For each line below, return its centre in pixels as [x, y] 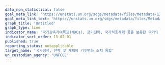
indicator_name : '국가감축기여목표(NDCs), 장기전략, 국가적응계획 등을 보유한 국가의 [82, 32]
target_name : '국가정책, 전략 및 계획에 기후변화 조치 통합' [60, 50]
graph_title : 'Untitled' [30, 23]
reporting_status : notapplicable [39, 46]
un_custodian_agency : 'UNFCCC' [37, 55]
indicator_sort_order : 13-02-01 [38, 37]
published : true [22, 42]
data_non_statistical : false [35, 10]
